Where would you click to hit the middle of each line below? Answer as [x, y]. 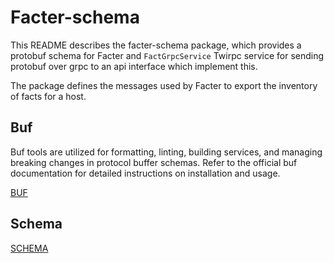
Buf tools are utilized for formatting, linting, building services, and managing [166, 152]
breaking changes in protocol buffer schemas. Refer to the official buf [154, 162]
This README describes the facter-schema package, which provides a [156, 45]
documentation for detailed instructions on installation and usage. [145, 173]
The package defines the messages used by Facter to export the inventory [164, 85]
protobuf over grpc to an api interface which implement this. [134, 66]
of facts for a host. [48, 96]
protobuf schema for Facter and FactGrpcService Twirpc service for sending [167, 55]
